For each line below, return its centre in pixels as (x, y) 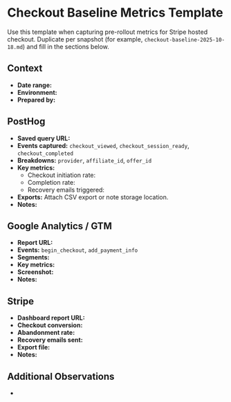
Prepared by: (36, 100)
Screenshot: (35, 272)
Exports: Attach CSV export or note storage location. (93, 197)
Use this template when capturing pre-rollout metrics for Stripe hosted (108, 32)
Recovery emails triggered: (66, 190)
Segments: (33, 257)
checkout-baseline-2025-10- (185, 39)
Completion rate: (51, 182)
